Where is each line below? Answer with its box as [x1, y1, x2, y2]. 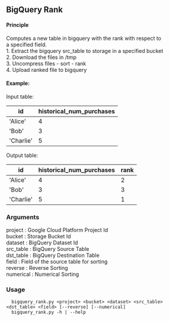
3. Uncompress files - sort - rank [6, 59, 87, 67]
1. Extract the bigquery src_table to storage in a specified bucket [6, 47, 164, 54]
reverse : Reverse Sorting [6, 265, 68, 272]
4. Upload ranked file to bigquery [6, 66, 87, 73]
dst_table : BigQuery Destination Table [6, 252, 100, 259]
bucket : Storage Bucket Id [6, 233, 71, 240]
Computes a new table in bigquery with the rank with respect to [6, 34, 162, 42]
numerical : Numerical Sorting [6, 270, 79, 278]
